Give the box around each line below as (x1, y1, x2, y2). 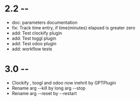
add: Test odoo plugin (11, 40, 56, 46)
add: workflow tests (11, 46, 52, 52)
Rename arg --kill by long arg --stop (11, 85, 86, 91)
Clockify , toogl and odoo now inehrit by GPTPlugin (11, 80, 116, 86)
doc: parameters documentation (11, 19, 78, 25)
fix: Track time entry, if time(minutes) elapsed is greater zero (11, 24, 136, 30)
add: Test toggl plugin (11, 35, 56, 41)
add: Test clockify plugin (11, 30, 62, 36)
